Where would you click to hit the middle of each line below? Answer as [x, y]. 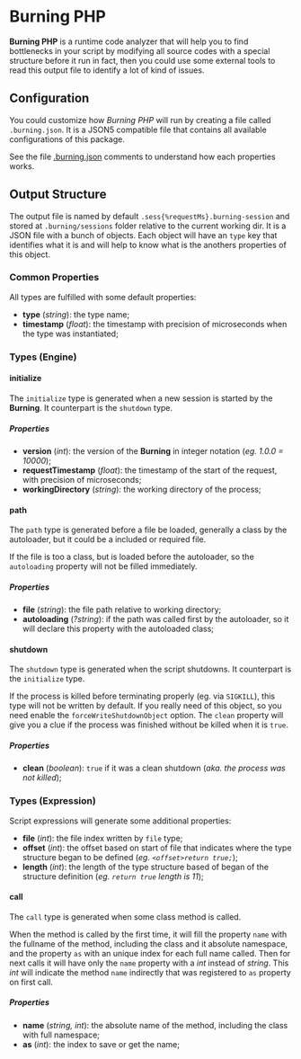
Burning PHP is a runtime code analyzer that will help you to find [129, 41]
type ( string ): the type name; [76, 314]
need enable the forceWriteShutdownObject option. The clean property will [146, 716]
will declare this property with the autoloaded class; [118, 629]
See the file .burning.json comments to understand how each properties [142, 156]
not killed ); [42, 778]
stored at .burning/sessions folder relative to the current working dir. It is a [148, 226]
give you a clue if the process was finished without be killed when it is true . [149, 725]
